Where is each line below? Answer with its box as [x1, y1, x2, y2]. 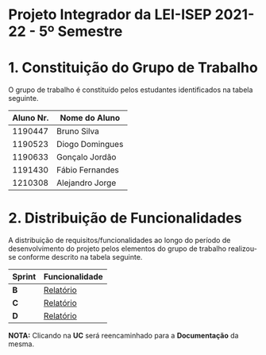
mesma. [8, 339, 34, 349]
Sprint [12, 272, 37, 283]
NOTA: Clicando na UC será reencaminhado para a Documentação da [8, 331, 239, 341]
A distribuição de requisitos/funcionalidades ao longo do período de [8, 236, 231, 245]
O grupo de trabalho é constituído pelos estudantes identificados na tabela [8, 85, 253, 95]
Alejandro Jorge [56, 177, 117, 188]
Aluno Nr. [12, 113, 49, 124]
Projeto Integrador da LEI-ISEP [8, 6, 212, 24]
